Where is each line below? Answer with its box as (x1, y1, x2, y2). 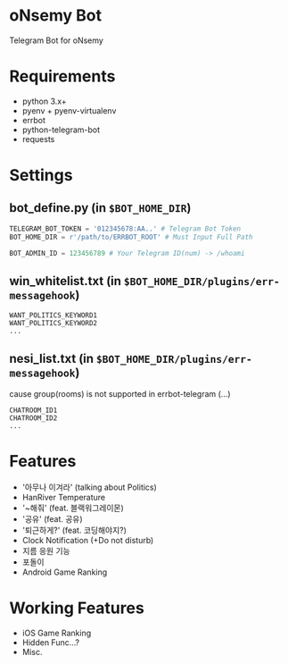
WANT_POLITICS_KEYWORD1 (9, 311, 98, 320)
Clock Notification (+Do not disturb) (21, 535, 154, 546)
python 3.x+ (21, 96, 67, 106)
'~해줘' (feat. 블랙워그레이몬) (21, 502, 125, 514)
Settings (9, 165, 73, 186)
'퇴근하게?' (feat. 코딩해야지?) (21, 525, 128, 536)
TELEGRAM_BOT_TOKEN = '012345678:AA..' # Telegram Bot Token (9, 224, 242, 233)
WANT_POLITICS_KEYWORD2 (9, 319, 98, 328)
